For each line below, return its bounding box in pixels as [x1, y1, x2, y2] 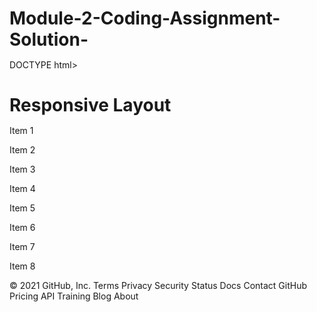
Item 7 [9, 241, 36, 253]
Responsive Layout [9, 94, 172, 117]
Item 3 [9, 163, 36, 176]
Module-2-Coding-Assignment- [9, 7, 281, 30]
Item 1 [9, 125, 34, 137]
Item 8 [9, 260, 36, 272]
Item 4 [9, 183, 36, 195]
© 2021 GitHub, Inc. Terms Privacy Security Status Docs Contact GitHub [9, 280, 307, 292]
